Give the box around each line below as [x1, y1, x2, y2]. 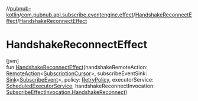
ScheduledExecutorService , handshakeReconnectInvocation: [6, 82, 155, 89]
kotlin [6, 11, 20, 18]
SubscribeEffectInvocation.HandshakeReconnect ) [6, 88, 128, 96]
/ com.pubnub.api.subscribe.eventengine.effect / [19, 11, 136, 18]
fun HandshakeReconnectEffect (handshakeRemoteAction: [6, 63, 148, 70]
